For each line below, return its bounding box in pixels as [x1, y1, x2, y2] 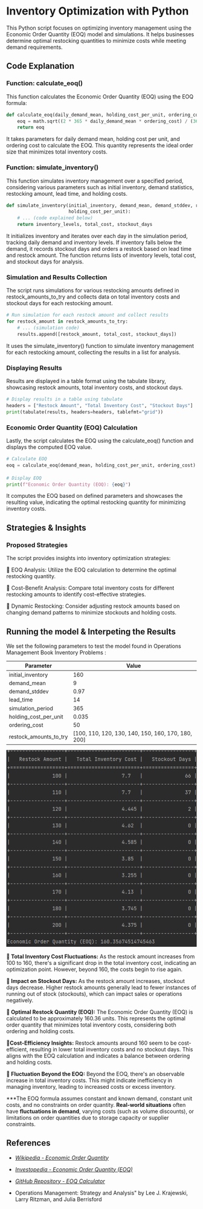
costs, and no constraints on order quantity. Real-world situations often [6, 1101, 186, 1108]
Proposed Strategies [6, 541, 68, 549]
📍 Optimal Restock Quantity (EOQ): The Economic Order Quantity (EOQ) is [6, 1008, 193, 1016]
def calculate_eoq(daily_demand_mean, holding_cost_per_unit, [6, 112, 166, 118]
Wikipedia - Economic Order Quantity [14, 1154, 109, 1161]
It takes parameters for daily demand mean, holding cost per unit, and [6, 135, 180, 143]
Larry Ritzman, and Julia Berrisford [14, 1195, 102, 1203]
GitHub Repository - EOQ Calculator [14, 1177, 105, 1185]
